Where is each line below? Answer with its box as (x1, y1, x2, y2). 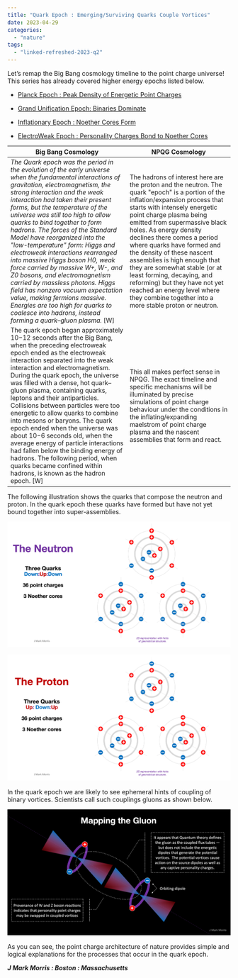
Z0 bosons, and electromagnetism (10, 270, 111, 279)
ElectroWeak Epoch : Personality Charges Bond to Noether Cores (17, 132, 208, 140)
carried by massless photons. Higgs (10, 278, 115, 287)
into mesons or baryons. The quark (10, 416, 113, 425)
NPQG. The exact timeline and (130, 374, 217, 383)
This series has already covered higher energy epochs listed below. (7, 77, 205, 85)
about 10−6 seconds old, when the (10, 431, 113, 440)
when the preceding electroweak (10, 341, 106, 349)
